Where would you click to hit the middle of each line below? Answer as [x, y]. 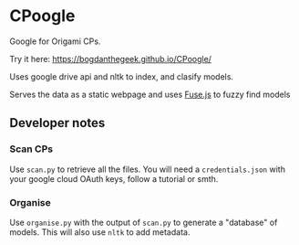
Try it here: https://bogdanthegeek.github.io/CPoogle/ [111, 59]
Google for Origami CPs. [55, 41]
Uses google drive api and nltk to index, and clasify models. [122, 76]
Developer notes [57, 123]
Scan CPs [31, 149]
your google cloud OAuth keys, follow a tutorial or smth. [114, 178]
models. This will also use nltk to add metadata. [100, 232]
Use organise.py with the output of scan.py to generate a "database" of [144, 222]
